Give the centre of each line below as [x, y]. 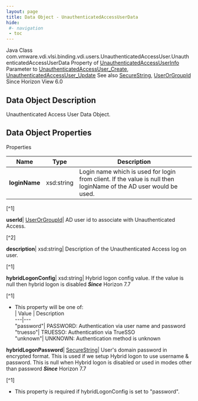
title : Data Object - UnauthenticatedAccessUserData [72, 17]
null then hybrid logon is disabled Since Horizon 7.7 [68, 284]
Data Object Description [51, 100]
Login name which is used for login [127, 172]
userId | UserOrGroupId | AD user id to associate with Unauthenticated [91, 219]
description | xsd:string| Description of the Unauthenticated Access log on [96, 249]
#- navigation [26, 28]
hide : [13, 22]
